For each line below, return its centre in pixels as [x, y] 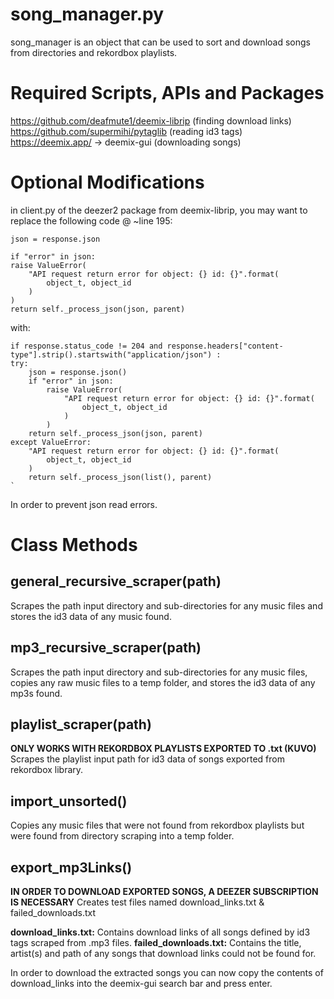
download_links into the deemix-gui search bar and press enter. [141, 984]
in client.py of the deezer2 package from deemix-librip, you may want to [159, 210]
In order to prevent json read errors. [84, 504]
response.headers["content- [225, 346]
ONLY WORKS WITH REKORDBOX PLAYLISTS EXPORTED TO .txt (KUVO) [163, 749]
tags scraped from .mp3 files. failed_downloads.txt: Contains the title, [156, 943]
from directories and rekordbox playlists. [94, 52]
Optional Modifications [107, 182]
